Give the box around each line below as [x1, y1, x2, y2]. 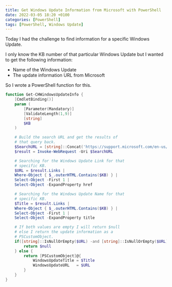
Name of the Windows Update [12, 67, 77, 73]
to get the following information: [5, 57, 73, 63]
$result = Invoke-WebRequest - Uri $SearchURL [14, 149, 114, 154]
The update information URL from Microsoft [12, 72, 105, 79]
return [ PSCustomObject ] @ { [24, 253, 81, 258]
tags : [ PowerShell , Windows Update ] [5, 22, 83, 27]
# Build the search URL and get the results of [14, 135, 118, 140]
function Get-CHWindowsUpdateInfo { [5, 92, 83, 98]
